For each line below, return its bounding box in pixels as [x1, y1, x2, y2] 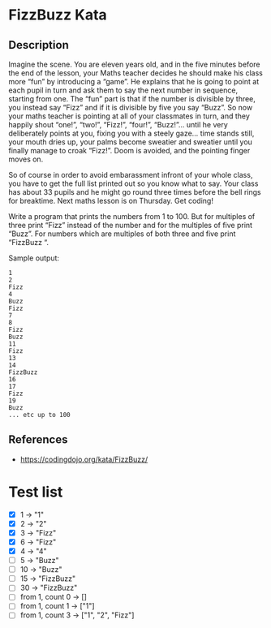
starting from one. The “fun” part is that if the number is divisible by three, [8, 94, 256, 103]
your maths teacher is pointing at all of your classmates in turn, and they [8, 111, 250, 121]
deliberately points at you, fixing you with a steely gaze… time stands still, [8, 128, 255, 138]
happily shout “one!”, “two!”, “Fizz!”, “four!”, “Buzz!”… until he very [8, 120, 229, 129]
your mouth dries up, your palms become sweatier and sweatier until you [8, 137, 253, 147]
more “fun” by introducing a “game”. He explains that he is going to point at [8, 77, 260, 86]
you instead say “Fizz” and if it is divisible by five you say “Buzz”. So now [8, 103, 253, 112]
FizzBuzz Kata [8, 6, 107, 24]
